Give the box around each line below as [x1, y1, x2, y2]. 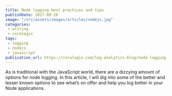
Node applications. [5, 85, 45, 91]
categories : [5, 21, 31, 27]
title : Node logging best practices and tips [5, 7, 104, 13]
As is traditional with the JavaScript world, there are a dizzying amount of [5, 69, 160, 75]
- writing [7, 27, 29, 32]
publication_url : [5, 55, 42, 60]
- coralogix [7, 31, 33, 36]
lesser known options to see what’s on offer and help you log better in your [5, 80, 163, 86]
